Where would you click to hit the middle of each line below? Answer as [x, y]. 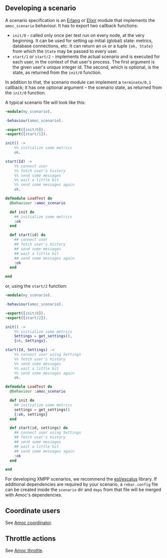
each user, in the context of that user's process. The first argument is [83, 61]
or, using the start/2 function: [36, 286]
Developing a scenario [41, 8]
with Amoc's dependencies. [34, 495]
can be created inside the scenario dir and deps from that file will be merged [83, 490]
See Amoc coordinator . [29, 523]
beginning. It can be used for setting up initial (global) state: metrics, [83, 40]
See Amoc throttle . [24, 550]
